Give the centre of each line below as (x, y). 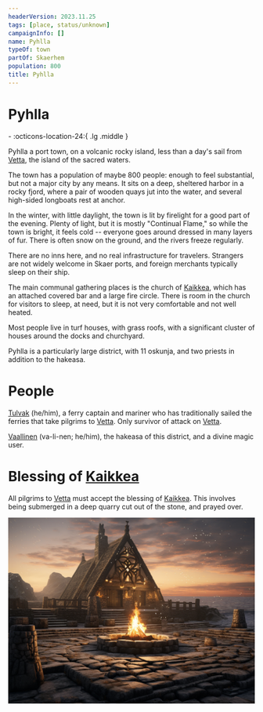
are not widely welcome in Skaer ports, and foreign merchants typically (123, 264)
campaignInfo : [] (36, 33)
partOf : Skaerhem (36, 58)
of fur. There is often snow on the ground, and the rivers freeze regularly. (126, 240)
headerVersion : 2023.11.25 (52, 16)
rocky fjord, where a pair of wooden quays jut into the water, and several (125, 192)
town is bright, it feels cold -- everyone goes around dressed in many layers (130, 232)
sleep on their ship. (39, 272)
